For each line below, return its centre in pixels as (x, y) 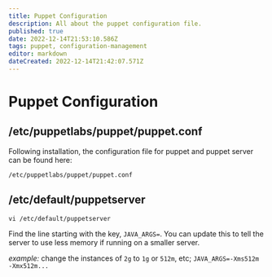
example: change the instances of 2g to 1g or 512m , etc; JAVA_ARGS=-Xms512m (134, 258)
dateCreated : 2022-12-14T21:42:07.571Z (76, 62)
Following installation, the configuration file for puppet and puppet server (131, 151)
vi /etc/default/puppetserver (60, 218)
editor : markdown (38, 54)
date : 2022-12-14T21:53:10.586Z (63, 39)
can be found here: (40, 160)
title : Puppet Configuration (58, 16)
